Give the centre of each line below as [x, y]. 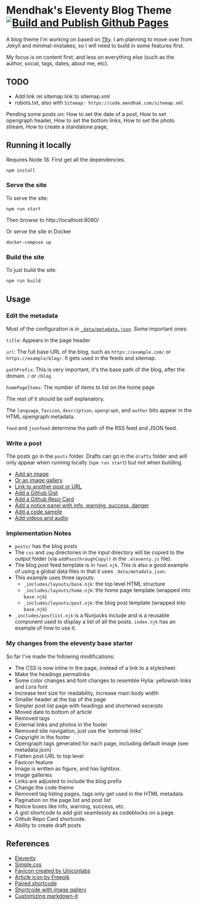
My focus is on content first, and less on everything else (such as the [90, 57]
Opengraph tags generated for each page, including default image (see [101, 743]
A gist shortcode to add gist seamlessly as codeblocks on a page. [95, 813]
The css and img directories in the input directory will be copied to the [99, 553]
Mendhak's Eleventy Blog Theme [89, 10]
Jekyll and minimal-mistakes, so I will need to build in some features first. [95, 46]
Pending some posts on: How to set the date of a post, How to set [86, 114]
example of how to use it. [46, 628]
